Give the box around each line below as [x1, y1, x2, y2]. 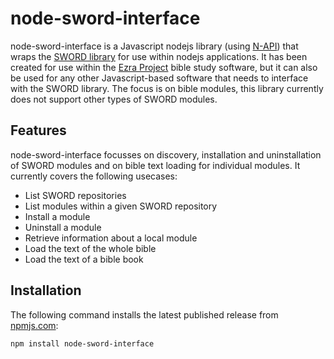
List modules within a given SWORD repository [24, 200, 218, 212]
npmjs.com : [10, 319, 59, 331]
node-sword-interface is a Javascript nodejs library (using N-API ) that [10, 40, 299, 52]
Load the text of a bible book [24, 253, 144, 265]
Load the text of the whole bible [24, 242, 157, 254]
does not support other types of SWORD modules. [10, 93, 218, 105]
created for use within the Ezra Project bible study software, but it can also [10, 61, 318, 73]
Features [10, 122, 67, 139]
